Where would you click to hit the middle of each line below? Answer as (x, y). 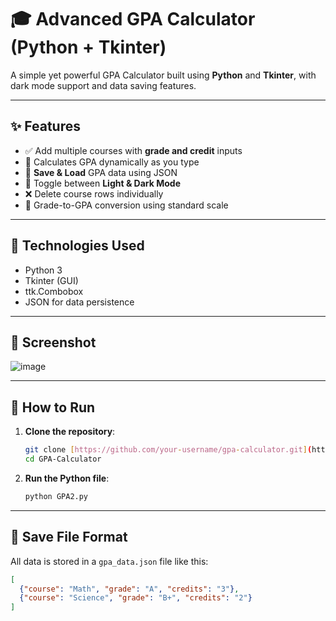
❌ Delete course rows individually (94, 193)
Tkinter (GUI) (51, 280)
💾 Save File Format (69, 537)
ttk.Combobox (54, 291)
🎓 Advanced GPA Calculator (133, 19)
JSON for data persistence (79, 302)
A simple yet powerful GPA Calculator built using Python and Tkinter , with (163, 75)
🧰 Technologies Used (77, 246)
